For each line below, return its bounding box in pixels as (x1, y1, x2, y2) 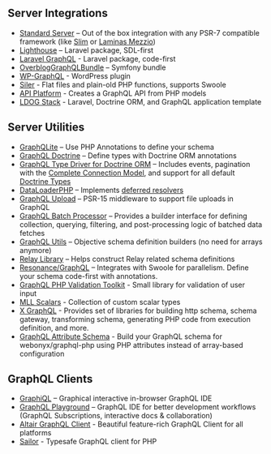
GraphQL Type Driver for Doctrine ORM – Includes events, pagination (19, 159, 251, 169)
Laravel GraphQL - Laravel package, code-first (19, 54, 176, 63)
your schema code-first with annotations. (19, 271, 158, 281)
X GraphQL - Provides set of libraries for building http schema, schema (19, 306, 257, 315)
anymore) (19, 245, 52, 255)
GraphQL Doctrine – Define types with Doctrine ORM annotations (19, 150, 237, 161)
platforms (19, 428, 52, 438)
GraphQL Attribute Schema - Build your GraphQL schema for (19, 332, 222, 341)
